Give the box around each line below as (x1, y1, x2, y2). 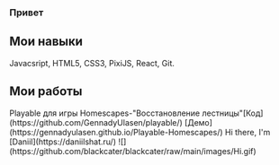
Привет (9, 6, 44, 19)
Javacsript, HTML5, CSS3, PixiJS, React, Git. (9, 57, 175, 68)
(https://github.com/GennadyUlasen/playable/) (9, 117, 183, 127)
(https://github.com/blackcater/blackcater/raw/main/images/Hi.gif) (9, 145, 256, 156)
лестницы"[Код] (202, 108, 264, 118)
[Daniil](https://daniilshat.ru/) (9, 136, 117, 147)
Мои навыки (9, 34, 84, 49)
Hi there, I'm (224, 126, 271, 137)
